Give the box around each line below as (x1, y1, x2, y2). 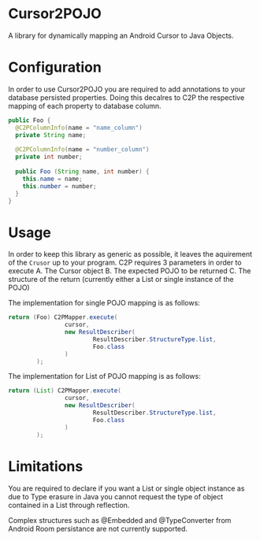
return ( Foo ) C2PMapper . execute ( (8, 313, 118, 321)
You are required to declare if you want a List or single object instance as (8, 484, 245, 493)
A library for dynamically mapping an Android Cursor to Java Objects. (8, 31, 234, 40)
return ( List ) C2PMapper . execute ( (8, 387, 122, 395)
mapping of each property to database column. (8, 101, 162, 110)
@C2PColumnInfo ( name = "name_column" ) (15, 124, 143, 132)
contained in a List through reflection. (8, 500, 130, 510)
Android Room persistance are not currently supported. (8, 524, 188, 533)
